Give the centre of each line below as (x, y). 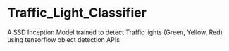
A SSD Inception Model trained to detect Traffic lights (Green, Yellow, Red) (115, 32)
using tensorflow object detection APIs (63, 39)
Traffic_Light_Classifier (77, 13)
